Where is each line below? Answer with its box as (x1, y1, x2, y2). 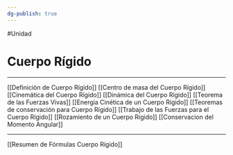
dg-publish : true (7, 10, 58, 17)
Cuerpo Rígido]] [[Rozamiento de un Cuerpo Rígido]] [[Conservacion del (7, 113, 214, 121)
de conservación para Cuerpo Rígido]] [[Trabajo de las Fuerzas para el (7, 105, 209, 113)
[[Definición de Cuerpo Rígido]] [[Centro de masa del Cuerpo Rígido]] (7, 83, 206, 91)
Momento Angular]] (7, 120, 64, 129)
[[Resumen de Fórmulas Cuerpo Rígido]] (7, 140, 123, 148)
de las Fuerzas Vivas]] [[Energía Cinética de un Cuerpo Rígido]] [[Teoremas (7, 98, 223, 106)
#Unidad (7, 29, 32, 38)
